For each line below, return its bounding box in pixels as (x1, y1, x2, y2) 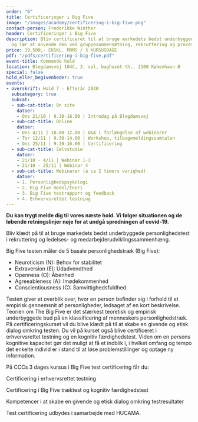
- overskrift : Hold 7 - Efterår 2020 (6, 86, 99, 92)
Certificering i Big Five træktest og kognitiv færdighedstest (6, 386, 148, 394)
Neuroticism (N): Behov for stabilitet (14, 259, 102, 266)
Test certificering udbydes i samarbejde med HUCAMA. (6, 410, 141, 417)
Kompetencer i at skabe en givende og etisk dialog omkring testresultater (6, 398, 184, 405)
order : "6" (6, 8, 33, 15)
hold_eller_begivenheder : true (6, 75, 83, 80)
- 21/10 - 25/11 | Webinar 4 (16, 163, 88, 169)
